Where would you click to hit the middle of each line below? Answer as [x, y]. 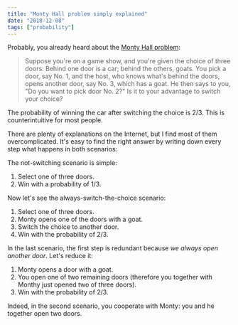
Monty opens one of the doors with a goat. [80, 219]
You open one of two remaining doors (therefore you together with [115, 277]
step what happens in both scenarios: [63, 149]
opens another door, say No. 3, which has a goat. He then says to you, [128, 84]
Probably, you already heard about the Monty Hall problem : [94, 48]
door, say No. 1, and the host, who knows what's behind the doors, [122, 76]
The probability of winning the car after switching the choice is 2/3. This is [116, 113]
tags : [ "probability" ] [41, 27]
